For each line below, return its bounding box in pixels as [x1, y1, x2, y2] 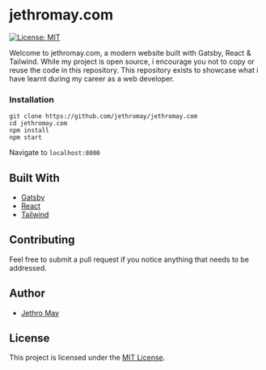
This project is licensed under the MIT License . [9, 353, 166, 363]
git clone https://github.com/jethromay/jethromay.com [9, 112, 198, 120]
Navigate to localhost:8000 [9, 148, 100, 158]
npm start [9, 133, 43, 142]
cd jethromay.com [9, 120, 68, 128]
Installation [9, 94, 55, 105]
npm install [9, 127, 49, 135]
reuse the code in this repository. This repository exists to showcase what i [9, 65, 259, 74]
